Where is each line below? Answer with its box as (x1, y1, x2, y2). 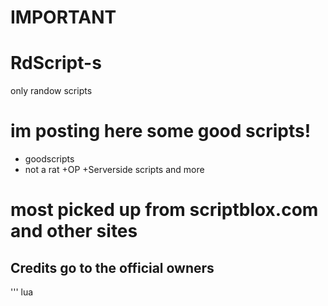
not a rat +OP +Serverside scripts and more (24, 164, 205, 176)
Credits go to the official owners (10, 259, 215, 276)
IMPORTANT (10, 6, 117, 29)
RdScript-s (10, 52, 102, 75)
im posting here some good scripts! (10, 120, 312, 143)
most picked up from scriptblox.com (10, 199, 319, 221)
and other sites (10, 220, 138, 243)
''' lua (10, 286, 34, 298)
